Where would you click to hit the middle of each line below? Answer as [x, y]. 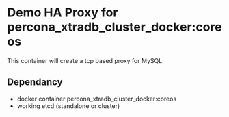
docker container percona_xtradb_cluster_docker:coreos [97, 99]
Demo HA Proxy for [63, 13]
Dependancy [35, 82]
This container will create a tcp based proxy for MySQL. [85, 60]
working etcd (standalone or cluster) [68, 106]
